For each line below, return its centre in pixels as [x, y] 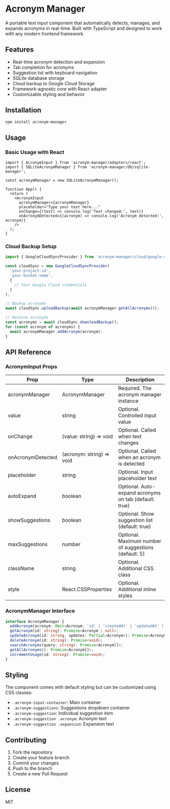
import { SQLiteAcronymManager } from [46, 167]
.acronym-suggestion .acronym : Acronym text [60, 719]
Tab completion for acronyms [43, 67]
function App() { [24, 189]
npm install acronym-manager [36, 122]
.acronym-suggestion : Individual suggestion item [63, 713]
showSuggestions [29, 520]
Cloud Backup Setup [31, 247]
